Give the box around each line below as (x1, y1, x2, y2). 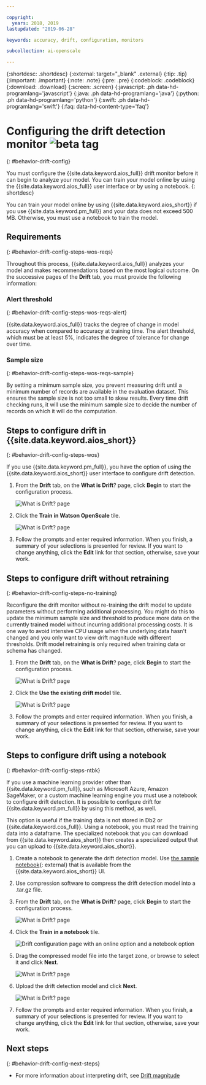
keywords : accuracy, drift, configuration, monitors (6, 37, 144, 43)
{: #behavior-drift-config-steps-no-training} (6, 589, 118, 597)
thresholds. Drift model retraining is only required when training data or (6, 640, 186, 648)
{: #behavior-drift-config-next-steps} (6, 1060, 101, 1067)
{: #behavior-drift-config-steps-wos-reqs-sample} (6, 370, 134, 377)
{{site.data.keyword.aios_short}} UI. (15, 867, 106, 875)
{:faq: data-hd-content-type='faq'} (61, 103, 149, 111)
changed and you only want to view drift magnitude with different (6, 634, 172, 642)
